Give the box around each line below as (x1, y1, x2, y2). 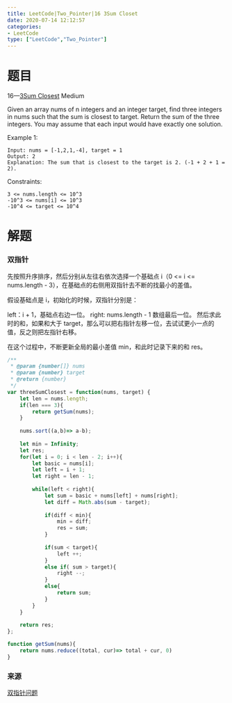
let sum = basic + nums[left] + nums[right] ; (44, 492, 179, 499)
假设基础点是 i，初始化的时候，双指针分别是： (7, 295, 139, 303)
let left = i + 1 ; (32, 466, 85, 473)
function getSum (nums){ (7, 641, 76, 648)
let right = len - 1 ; (32, 473, 95, 480)
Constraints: (7, 177, 42, 186)
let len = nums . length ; (19, 395, 89, 402)
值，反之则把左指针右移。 (7, 328, 81, 336)
